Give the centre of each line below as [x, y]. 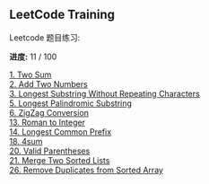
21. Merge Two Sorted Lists [60, 160]
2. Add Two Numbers [48, 83]
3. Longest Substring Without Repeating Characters [104, 93]
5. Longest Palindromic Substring [71, 103]
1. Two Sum [30, 74]
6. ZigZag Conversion [49, 112]
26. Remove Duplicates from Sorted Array [87, 170]
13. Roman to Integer [47, 122]
